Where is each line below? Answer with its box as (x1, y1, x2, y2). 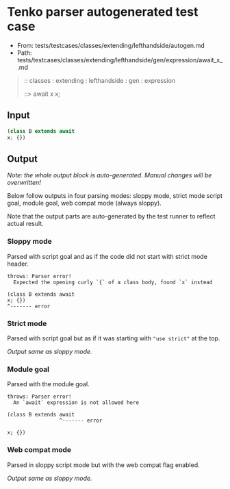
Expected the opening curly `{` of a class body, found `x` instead (13, 279, 213, 286)
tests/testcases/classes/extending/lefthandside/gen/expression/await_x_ (16, 55, 223, 64)
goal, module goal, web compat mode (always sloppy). (7, 199, 162, 208)
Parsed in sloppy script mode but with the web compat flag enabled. (7, 460, 200, 469)
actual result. (7, 220, 44, 228)
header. (7, 260, 29, 268)
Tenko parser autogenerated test (7, 4, 199, 20)
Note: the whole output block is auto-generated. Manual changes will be (7, 171, 212, 179)
